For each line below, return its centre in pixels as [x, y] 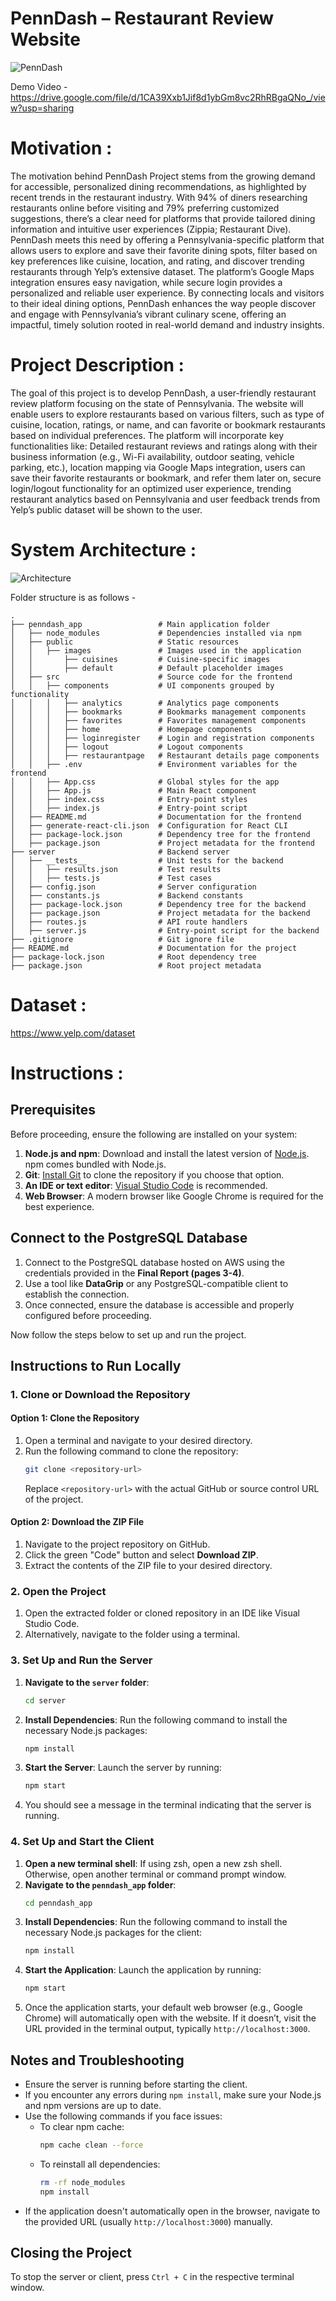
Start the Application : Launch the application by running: [143, 1970]
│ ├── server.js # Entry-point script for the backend [165, 930]
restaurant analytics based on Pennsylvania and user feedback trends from [165, 499]
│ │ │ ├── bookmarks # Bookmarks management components [158, 712]
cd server [45, 1700]
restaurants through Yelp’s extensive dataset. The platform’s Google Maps [162, 271]
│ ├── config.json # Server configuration [133, 887]
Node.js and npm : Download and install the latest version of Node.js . [167, 1153]
